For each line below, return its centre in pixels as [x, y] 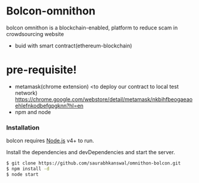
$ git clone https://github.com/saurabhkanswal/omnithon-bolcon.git [94, 163]
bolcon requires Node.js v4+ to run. [50, 141]
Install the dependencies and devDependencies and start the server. [91, 152]
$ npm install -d [28, 169]
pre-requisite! [41, 70]
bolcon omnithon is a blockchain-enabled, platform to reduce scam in [92, 28]
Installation [23, 127]
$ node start [22, 174]
